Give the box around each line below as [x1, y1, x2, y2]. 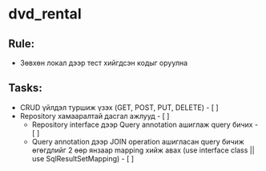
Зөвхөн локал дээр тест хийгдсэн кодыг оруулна [19, 58, 188, 67]
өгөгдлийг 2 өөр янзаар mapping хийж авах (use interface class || [31, 145, 255, 155]
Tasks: [8, 81, 42, 95]
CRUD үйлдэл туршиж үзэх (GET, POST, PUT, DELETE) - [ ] [19, 102, 219, 112]
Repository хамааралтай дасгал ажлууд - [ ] [19, 111, 170, 120]
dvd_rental [8, 5, 82, 23]
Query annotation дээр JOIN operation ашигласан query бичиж [31, 136, 244, 146]
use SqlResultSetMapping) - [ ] [31, 153, 135, 163]
